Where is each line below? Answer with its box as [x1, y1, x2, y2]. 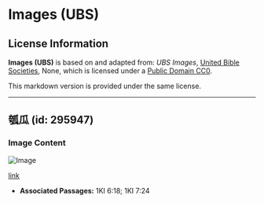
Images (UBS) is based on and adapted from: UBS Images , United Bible [8, 57, 240, 67]
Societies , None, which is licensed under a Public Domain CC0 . [8, 66, 213, 76]
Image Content [8, 138, 67, 149]
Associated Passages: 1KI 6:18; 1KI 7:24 [19, 186, 151, 195]
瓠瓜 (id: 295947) [8, 113, 94, 127]
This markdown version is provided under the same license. [8, 81, 202, 90]
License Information [8, 37, 108, 50]
